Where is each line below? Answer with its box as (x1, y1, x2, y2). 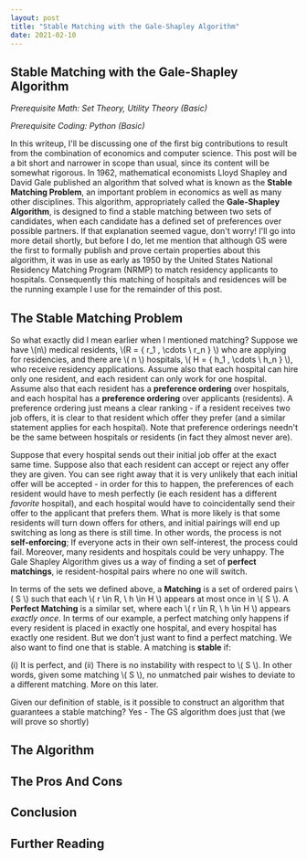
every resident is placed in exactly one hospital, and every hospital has (10, 622, 278, 633)
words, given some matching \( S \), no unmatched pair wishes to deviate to (10, 669, 296, 680)
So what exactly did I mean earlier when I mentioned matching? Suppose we (10, 334, 298, 345)
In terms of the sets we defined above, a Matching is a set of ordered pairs (10, 584, 293, 594)
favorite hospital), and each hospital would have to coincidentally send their (10, 498, 296, 508)
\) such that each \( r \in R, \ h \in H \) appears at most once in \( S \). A (22, 593, 289, 604)
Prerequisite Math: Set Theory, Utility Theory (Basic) (10, 102, 208, 114)
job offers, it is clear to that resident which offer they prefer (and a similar (10, 412, 286, 423)
